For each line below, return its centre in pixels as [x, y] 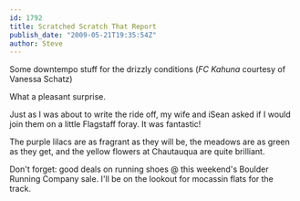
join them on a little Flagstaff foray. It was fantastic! [105, 124]
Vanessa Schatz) [41, 79]
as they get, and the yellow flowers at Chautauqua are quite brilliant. [137, 152]
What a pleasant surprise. [58, 97]
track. [21, 189]
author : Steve [36, 43]
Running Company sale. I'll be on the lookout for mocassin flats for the [141, 179]
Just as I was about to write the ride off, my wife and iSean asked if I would [150, 114]
